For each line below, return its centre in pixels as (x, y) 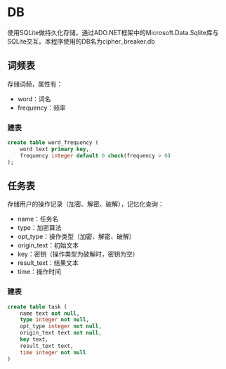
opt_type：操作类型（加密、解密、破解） (76, 237)
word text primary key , (55, 149)
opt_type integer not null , (61, 326)
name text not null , (50, 313)
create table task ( (38, 306)
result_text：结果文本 (48, 263)
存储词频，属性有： (35, 84)
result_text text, (47, 346)
